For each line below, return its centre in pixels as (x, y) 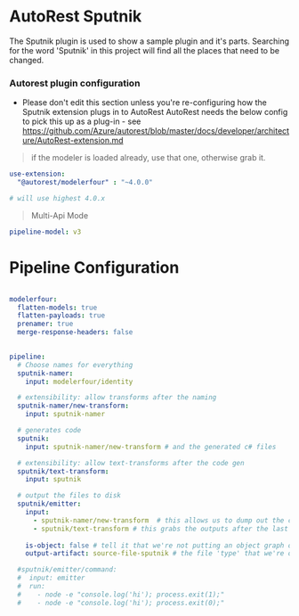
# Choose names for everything (75, 365)
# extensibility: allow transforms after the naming (117, 398)
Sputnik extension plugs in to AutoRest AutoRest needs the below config (155, 112)
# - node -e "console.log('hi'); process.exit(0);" (121, 603)
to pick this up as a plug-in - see (81, 121)
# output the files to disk (69, 496)
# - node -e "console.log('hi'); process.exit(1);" (121, 595)
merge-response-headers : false (75, 333)
